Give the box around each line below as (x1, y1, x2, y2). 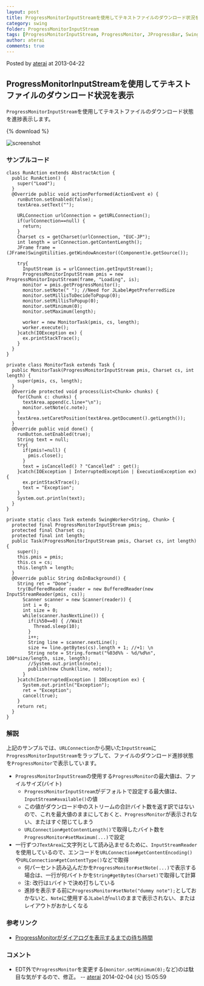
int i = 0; (22, 602, 50, 608)
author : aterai (6, 37, 45, 43)
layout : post (6, 9, 39, 15)
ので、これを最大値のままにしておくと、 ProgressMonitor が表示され (24, 810, 192, 818)
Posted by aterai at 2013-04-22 (6, 59, 85, 67)
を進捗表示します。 (6, 115, 54, 123)
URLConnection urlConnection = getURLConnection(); (17, 212, 151, 218)
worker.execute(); (22, 324, 69, 330)
